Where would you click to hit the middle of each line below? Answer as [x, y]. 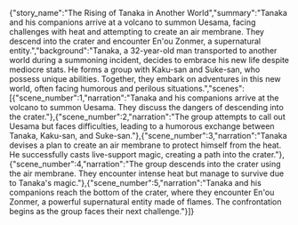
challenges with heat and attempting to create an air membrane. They [137, 32]
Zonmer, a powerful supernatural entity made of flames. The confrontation [145, 202]
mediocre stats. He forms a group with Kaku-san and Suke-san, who [135, 69]
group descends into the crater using [213, 164]
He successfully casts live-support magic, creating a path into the [130, 154]
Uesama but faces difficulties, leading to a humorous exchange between [142, 126]
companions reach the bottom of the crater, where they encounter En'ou [142, 192]
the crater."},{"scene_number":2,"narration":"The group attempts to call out [148, 117]
